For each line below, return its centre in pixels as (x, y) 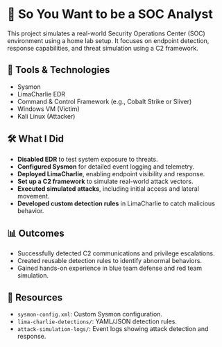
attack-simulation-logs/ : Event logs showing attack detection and (113, 329)
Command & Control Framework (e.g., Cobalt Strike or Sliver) (104, 101)
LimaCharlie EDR (41, 94)
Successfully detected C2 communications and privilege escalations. (116, 253)
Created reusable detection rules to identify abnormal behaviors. (110, 261)
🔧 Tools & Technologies (59, 70)
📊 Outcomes (36, 233)
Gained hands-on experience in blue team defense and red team (110, 268)
